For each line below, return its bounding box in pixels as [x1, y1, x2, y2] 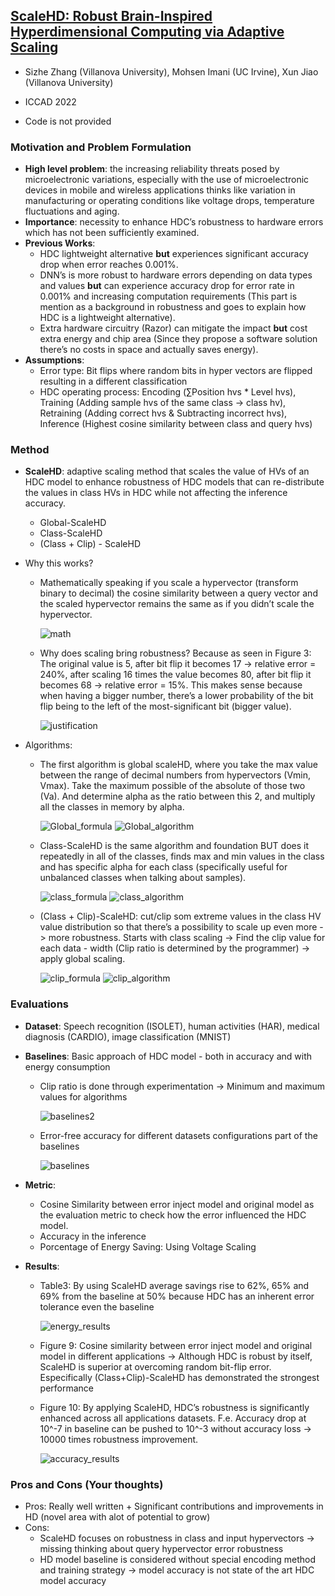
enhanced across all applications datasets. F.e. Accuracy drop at [39, 1412, 307, 1424]
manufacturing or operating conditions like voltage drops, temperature [24, 195, 315, 207]
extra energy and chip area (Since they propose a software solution [39, 333, 318, 345]
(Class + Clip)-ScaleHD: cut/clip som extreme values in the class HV [39, 910, 322, 923]
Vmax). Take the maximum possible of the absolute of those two [39, 780, 306, 792]
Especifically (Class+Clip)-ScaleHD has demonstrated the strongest [39, 1371, 320, 1383]
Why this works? [24, 557, 94, 569]
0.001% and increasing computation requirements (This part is [39, 290, 298, 303]
